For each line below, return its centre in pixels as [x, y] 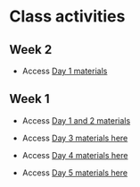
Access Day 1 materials [65, 71]
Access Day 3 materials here [75, 138]
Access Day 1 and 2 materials [76, 120]
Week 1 [29, 99]
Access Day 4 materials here [75, 155]
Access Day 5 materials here [74, 173]
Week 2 [31, 50]
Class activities [67, 17]
